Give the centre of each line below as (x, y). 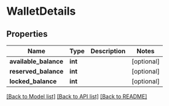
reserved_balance (37, 71)
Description (108, 51)
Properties (27, 34)
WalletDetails (41, 11)
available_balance (36, 61)
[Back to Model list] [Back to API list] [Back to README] (77, 97)
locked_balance (33, 81)
